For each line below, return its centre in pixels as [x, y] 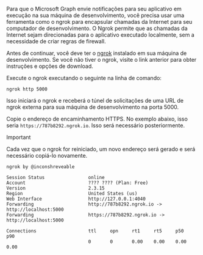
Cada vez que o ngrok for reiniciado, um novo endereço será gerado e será [101, 149]
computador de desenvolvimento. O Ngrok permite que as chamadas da [97, 28]
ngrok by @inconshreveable [41, 167]
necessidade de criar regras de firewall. [56, 41]
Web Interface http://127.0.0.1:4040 [76, 199]
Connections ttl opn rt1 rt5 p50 [95, 231]
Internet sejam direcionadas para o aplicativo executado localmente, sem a [101, 35]
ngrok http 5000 [27, 89]
